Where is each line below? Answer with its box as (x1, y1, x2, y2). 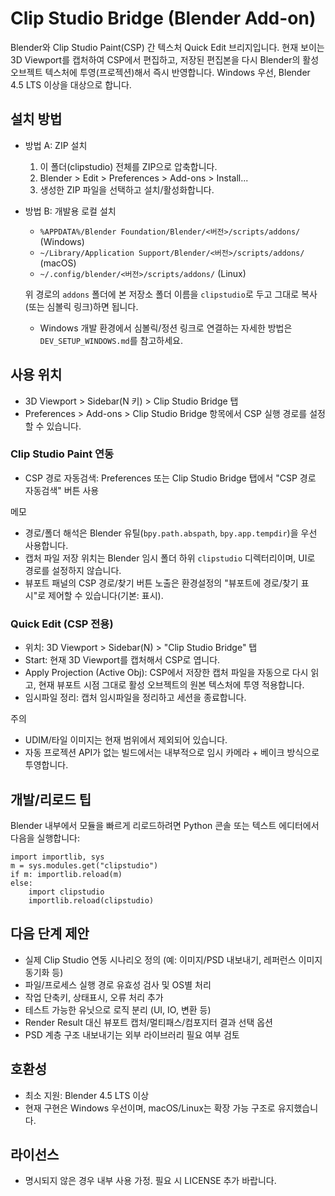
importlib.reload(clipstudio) (28, 895, 155, 906)
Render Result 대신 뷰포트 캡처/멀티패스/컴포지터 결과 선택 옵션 (24, 1016, 273, 1028)
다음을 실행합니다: (10, 832, 81, 844)
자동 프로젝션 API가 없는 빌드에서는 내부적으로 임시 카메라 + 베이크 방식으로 (24, 747, 320, 759)
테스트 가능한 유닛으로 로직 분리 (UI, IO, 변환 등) (24, 1003, 212, 1016)
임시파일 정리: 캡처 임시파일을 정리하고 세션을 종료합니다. (24, 692, 247, 704)
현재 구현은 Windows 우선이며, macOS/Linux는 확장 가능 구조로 (24, 1102, 276, 1114)
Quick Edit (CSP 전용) (10, 617, 114, 631)
